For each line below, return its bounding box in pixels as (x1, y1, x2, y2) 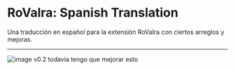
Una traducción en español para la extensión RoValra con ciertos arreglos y (7, 28, 225, 36)
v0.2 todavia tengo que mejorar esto (34, 55, 138, 63)
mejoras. (7, 35, 33, 43)
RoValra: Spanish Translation (7, 5, 178, 21)
